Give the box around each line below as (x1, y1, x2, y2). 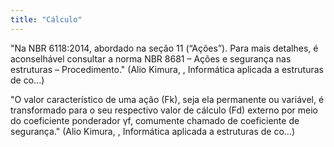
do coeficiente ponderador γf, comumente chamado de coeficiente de (10, 114, 300, 126)
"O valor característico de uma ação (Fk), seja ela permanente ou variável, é (10, 93, 325, 105)
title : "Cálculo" (10, 14, 83, 25)
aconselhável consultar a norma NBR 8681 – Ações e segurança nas (10, 52, 292, 65)
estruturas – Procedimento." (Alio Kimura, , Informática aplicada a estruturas (10, 63, 324, 75)
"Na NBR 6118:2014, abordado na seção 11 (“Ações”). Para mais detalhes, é (10, 42, 319, 54)
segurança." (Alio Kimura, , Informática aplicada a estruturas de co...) (10, 125, 296, 137)
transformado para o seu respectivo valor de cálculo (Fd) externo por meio (10, 104, 319, 116)
